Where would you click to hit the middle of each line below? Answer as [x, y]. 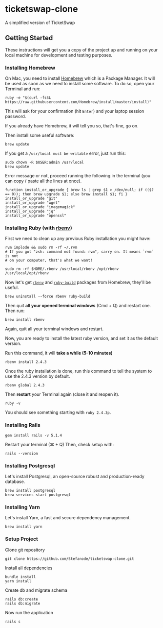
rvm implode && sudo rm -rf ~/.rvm [41, 248]
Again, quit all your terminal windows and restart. [54, 329]
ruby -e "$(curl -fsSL [28, 98]
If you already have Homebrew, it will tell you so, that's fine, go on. [72, 126]
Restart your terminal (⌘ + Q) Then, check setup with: [60, 444]
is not [12, 256]
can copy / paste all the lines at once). [43, 181]
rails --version [21, 453]
